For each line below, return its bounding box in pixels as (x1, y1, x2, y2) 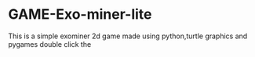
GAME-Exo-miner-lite (8, 5, 152, 23)
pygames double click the (8, 39, 92, 48)
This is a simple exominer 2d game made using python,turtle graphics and (8, 31, 248, 41)
